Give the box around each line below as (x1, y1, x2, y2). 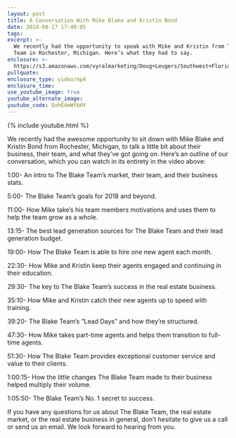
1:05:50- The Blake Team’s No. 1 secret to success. (7, 394, 155, 402)
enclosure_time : (7, 82, 55, 89)
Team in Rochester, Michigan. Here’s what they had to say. (13, 50, 193, 57)
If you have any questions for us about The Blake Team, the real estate (7, 407, 212, 416)
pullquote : (7, 69, 39, 76)
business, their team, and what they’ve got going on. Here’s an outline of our (7, 149, 228, 158)
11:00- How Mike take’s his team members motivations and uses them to (7, 205, 216, 214)
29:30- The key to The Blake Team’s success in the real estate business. (7, 282, 217, 290)
